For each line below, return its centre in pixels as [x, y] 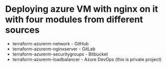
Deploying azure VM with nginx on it [82, 9]
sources [22, 30]
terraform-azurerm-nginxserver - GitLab [54, 49]
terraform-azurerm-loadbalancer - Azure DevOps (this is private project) [87, 59]
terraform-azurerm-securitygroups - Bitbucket [60, 54]
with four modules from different [74, 19]
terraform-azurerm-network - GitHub [50, 43]
